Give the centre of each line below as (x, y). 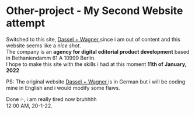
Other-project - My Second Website (95, 11)
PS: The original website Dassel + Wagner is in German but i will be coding (96, 81)
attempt (26, 23)
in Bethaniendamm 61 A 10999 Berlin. (51, 58)
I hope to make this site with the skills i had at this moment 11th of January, (96, 64)
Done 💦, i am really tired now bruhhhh (51, 99)
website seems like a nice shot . (44, 46)
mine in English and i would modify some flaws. (63, 88)
